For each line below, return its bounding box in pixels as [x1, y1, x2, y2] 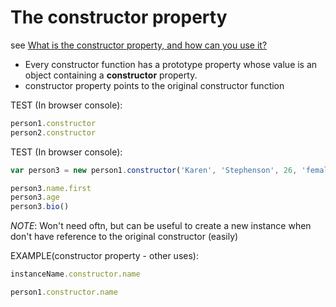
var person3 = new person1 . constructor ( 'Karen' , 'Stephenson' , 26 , [10, 165, 298, 175]
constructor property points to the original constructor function [24, 79, 285, 91]
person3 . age [10, 192, 60, 203]
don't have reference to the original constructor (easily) [10, 231, 239, 243]
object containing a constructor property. [24, 69, 198, 81]
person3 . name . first [10, 183, 92, 193]
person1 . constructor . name [10, 287, 118, 298]
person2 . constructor [10, 127, 97, 138]
